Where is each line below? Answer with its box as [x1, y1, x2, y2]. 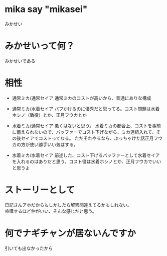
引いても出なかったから [5, 245, 53, 251]
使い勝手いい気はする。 [29, 141, 78, 147]
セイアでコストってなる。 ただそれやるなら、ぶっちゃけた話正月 [21, 135, 154, 141]
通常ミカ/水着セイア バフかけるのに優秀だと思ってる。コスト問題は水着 [12, 106, 160, 112]
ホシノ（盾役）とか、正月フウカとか [12, 112, 87, 118]
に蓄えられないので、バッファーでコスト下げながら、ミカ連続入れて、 [12, 129, 156, 135]
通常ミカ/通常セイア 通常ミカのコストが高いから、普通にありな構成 [12, 95, 151, 101]
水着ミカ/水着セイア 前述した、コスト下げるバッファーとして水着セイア [12, 152, 160, 158]
